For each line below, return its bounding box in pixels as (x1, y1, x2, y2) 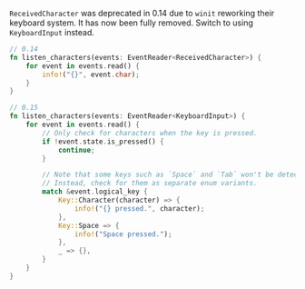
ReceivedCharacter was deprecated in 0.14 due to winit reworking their (9, 8, 275, 18)
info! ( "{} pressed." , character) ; (74, 204, 205, 213)
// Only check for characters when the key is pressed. (42, 128, 258, 137)
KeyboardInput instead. (9, 27, 95, 37)
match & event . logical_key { (42, 187, 148, 196)
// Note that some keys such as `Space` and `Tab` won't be (42, 170, 274, 180)
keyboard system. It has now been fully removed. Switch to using (9, 17, 254, 28)
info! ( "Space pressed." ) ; (74, 229, 172, 239)
